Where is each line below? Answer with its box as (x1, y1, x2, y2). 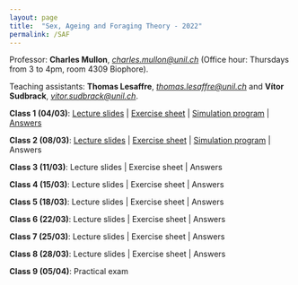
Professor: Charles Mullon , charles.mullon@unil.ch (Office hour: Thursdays (9, 55, 290, 65)
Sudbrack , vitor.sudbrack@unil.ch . (9, 91, 139, 101)
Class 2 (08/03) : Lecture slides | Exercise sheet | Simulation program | (9, 135, 271, 146)
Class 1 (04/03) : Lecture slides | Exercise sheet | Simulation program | (9, 108, 270, 119)
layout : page (9, 13, 58, 22)
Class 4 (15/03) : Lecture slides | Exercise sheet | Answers (9, 179, 224, 190)
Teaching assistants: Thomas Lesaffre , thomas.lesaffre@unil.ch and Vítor (9, 82, 285, 92)
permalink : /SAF (9, 30, 70, 39)
